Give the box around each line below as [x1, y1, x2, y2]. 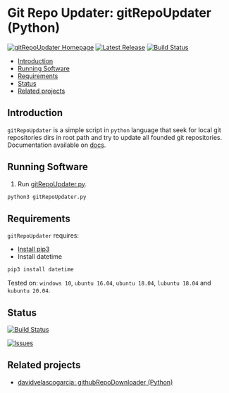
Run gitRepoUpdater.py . [17, 179, 87, 188]
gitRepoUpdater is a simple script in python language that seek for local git [7, 125, 222, 134]
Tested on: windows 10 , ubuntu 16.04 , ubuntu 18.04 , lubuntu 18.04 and [7, 279, 211, 288]
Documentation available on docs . [7, 141, 106, 149]
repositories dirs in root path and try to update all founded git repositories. [7, 133, 223, 141]
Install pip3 [17, 245, 50, 254]
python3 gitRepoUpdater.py [7, 193, 87, 200]
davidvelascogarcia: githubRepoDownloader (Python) [17, 378, 173, 386]
